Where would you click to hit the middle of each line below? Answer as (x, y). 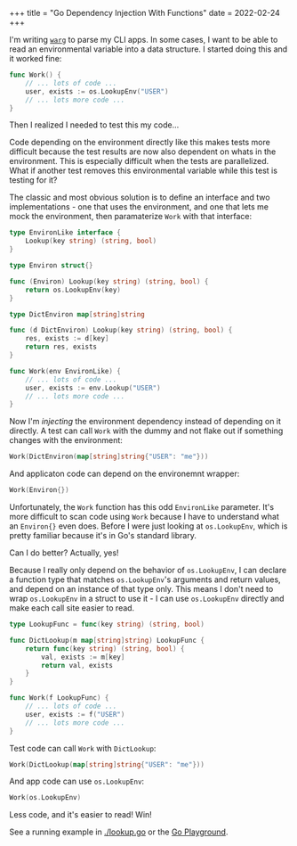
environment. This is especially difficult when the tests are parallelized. (139, 161)
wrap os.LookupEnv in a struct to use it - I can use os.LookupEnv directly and (147, 598)
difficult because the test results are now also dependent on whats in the (143, 152)
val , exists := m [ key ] (83, 657)
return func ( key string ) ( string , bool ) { (105, 649)
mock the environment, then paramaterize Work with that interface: (130, 217)
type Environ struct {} (51, 266)
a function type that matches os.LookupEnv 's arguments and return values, (145, 579)
